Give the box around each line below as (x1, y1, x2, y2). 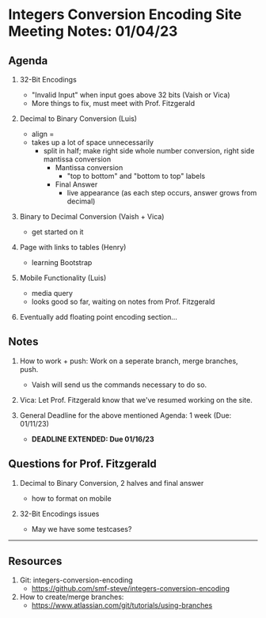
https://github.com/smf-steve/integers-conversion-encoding (31, 584, 230, 593)
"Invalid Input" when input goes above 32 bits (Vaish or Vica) (31, 90, 231, 100)
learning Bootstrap (31, 258, 93, 267)
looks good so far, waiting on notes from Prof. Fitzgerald (31, 297, 215, 306)
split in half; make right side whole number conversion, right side (43, 146, 255, 155)
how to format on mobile (31, 493, 112, 503)
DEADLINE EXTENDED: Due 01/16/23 (31, 434, 154, 444)
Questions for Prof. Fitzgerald (8, 457, 157, 471)
